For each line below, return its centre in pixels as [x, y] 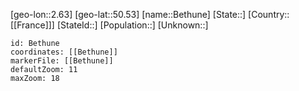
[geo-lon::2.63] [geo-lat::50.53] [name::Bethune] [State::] [128, 14]
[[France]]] [32, 25]
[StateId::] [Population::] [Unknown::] [132, 25]
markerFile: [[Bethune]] [62, 61]
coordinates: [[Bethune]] [64, 52]
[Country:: [269, 14]
